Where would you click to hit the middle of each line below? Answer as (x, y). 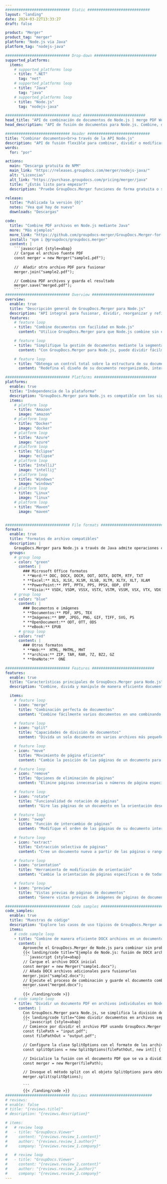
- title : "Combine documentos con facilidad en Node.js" (74, 327)
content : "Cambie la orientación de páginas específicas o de (84, 875)
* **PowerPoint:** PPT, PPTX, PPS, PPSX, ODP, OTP (77, 585)
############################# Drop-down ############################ (81, 55)
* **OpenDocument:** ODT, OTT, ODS (60, 622)
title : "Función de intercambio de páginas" (65, 824)
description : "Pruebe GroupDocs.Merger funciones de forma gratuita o (84, 189)
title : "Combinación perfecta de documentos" (66, 710)
